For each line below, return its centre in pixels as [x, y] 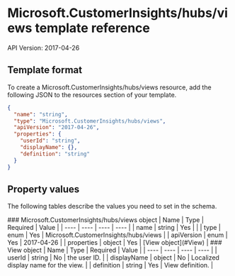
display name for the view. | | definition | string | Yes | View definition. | [110, 265]
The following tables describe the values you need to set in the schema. [112, 206]
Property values [44, 189]
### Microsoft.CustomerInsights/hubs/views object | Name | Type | [105, 220]
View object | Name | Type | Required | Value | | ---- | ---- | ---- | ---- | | [112, 250]
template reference [93, 28]
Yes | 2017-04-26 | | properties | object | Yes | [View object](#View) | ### [115, 243]
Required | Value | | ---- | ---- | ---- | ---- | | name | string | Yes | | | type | [114, 228]
